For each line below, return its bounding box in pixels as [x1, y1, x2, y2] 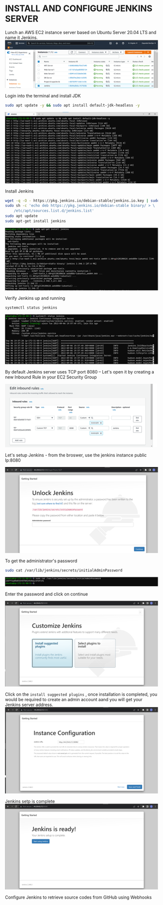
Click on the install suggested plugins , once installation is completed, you [5, 691, 158, 697]
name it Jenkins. [5, 35, 38, 40]
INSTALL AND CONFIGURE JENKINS [5, 3, 153, 14]
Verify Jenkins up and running [5, 295, 65, 301]
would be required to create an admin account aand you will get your [5, 696, 143, 702]
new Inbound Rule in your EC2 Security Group [5, 374, 97, 380]
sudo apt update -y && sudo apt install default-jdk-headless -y [5, 103, 140, 108]
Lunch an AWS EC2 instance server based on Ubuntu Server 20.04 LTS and [5, 29, 157, 35]
